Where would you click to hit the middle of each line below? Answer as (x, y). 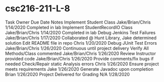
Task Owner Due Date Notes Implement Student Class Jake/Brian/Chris (78, 22)
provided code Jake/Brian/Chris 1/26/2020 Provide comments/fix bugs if (79, 58)
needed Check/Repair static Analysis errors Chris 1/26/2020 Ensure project (82, 64)
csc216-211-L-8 (38, 9)
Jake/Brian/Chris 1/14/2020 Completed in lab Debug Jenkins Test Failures (81, 32)
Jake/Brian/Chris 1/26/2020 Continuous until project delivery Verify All (77, 48)
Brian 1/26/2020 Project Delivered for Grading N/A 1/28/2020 (67, 74)
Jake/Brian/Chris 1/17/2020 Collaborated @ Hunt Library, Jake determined (81, 38)
